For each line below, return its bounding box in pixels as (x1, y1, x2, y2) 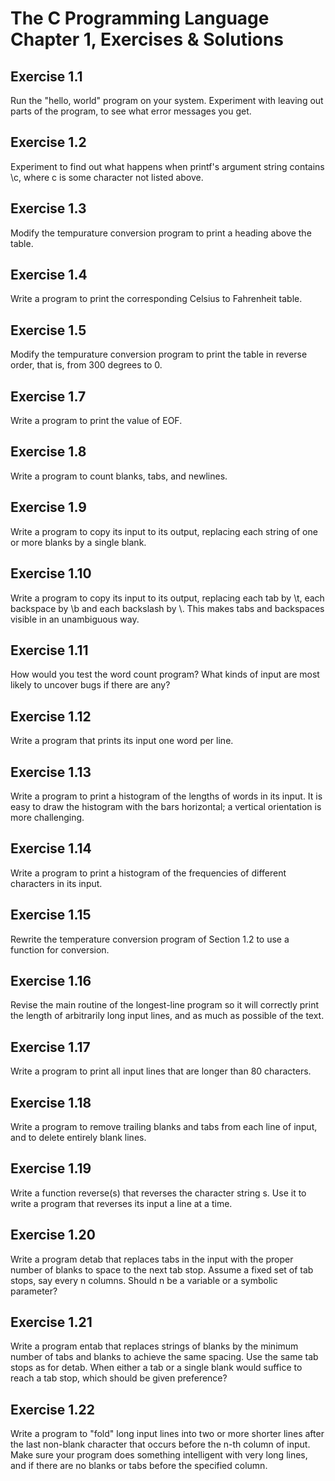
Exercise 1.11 (10, 642, 89, 659)
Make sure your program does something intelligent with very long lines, (10, 1449, 308, 1461)
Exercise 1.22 (10, 1401, 95, 1418)
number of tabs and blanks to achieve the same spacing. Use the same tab (10, 1351, 319, 1363)
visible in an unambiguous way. (10, 613, 140, 625)
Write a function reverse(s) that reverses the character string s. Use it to (10, 1187, 307, 1199)
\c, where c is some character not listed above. (10, 171, 204, 183)
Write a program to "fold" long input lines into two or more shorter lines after (10, 1428, 325, 1440)
